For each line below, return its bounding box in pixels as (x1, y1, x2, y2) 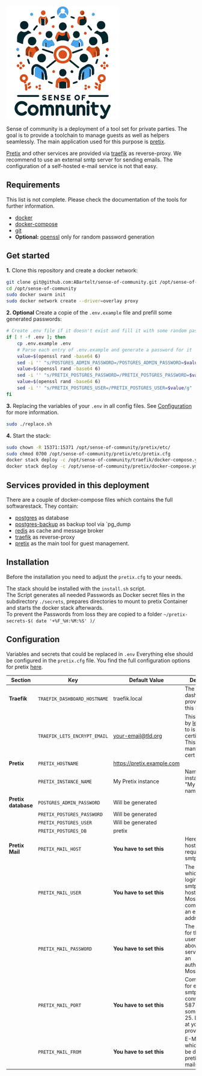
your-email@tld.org (113, 732, 162, 739)
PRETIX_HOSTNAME (38, 760, 79, 767)
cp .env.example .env (17, 340, 71, 346)
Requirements (6, 180, 60, 190)
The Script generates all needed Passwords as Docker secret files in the (6, 591, 185, 598)
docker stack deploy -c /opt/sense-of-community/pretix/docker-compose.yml (6, 463, 200, 469)
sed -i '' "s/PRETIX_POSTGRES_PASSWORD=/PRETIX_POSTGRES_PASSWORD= (17, 372, 189, 378)
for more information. (6, 408, 59, 416)
